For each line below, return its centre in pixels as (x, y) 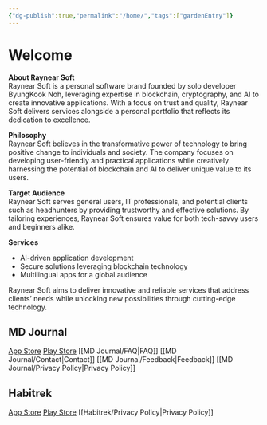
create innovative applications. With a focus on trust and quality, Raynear (128, 102)
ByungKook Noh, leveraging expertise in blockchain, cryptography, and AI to (134, 94)
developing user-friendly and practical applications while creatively (119, 160)
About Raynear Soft (41, 77)
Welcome (40, 55)
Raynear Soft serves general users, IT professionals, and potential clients (128, 201)
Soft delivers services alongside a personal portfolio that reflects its (119, 111)
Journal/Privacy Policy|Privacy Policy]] (72, 368)
